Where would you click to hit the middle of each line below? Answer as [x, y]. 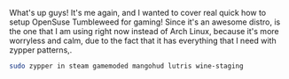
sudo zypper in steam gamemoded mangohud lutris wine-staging [126, 66]
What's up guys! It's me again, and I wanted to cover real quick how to [138, 13]
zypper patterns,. [41, 50]
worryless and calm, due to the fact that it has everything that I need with [143, 40]
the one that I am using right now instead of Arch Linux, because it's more [144, 31]
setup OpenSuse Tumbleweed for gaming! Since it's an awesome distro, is [145, 22]
